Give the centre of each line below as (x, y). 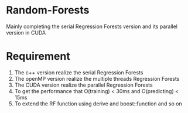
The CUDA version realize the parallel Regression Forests (84, 85)
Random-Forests (48, 10)
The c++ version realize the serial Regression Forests (79, 72)
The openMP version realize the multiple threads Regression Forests (97, 78)
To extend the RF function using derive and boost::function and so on (98, 104)
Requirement (38, 56)
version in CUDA (26, 32)
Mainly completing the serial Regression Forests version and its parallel (92, 26)
